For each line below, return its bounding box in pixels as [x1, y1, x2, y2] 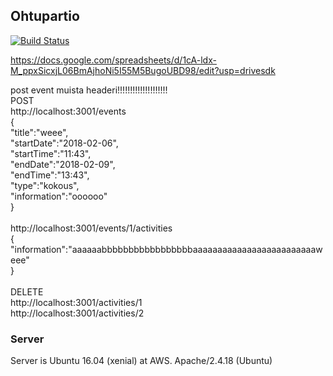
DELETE [10, 285, 44, 298]
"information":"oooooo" [10, 190, 108, 202]
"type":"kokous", [10, 179, 80, 191]
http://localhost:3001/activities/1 [10, 296, 143, 308]
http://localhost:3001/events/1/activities [10, 222, 173, 234]
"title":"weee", [10, 126, 69, 138]
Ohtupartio [10, 8, 80, 25]
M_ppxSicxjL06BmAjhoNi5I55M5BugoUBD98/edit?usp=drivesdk [10, 64, 276, 76]
